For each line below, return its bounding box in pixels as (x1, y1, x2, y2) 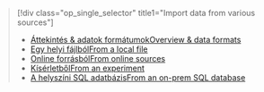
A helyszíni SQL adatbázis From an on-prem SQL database (30, 72, 246, 83)
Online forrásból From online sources (30, 54, 166, 63)
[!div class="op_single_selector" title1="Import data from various (16, 8, 256, 18)
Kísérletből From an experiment (30, 63, 145, 73)
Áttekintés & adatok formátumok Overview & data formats (30, 35, 242, 45)
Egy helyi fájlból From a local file (30, 44, 148, 54)
